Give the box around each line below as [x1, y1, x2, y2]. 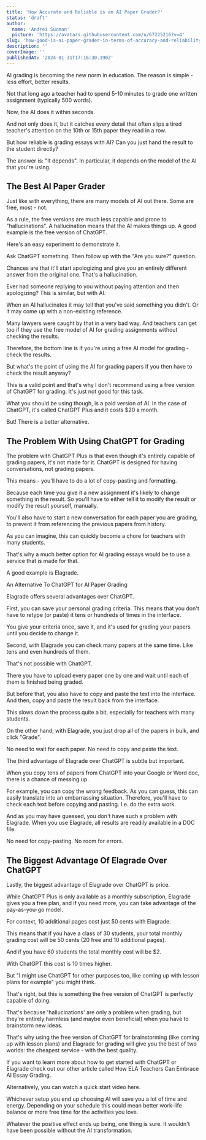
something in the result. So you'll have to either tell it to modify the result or [6, 495, 196, 503]
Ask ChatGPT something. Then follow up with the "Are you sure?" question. [6, 253, 197, 260]
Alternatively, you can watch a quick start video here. [6, 1084, 141, 1091]
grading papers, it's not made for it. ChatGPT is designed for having [6, 459, 178, 466]
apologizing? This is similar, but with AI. [6, 289, 106, 297]
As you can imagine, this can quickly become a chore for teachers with [6, 532, 186, 540]
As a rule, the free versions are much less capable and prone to [6, 216, 167, 223]
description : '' [6, 44, 48, 50]
